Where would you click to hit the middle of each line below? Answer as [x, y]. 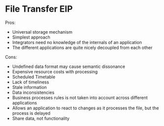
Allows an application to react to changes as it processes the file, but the [85, 108]
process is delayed [31, 113]
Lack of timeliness [31, 82]
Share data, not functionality [41, 118]
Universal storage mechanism [42, 32]
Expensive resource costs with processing [55, 71]
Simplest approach [31, 37]
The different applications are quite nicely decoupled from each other [82, 47]
